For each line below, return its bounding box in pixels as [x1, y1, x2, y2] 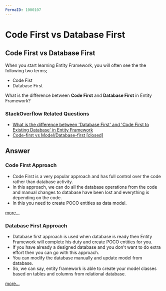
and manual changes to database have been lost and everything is [12, 189, 149, 195]
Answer [5, 147, 30, 156]
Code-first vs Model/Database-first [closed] [12, 132, 103, 138]
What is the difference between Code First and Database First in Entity [5, 92, 152, 98]
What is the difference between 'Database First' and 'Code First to [12, 121, 149, 127]
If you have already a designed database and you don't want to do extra [12, 244, 161, 250]
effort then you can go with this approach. [12, 249, 99, 255]
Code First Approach [5, 162, 57, 169]
